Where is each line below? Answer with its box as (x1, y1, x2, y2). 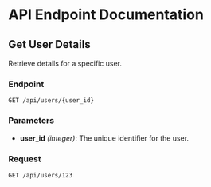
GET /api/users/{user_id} (8, 97, 94, 105)
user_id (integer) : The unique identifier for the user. (19, 133, 190, 143)
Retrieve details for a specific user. (8, 58, 122, 68)
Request (8, 153, 41, 165)
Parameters (8, 115, 54, 126)
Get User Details (8, 38, 91, 51)
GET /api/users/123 (8, 171, 73, 179)
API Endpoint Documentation (8, 6, 205, 24)
